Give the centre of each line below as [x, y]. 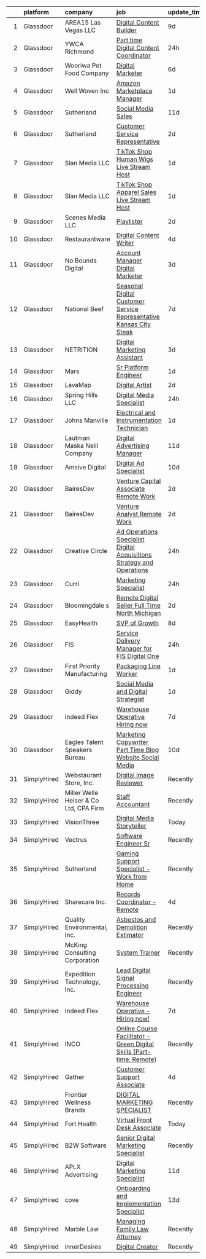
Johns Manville [86, 420]
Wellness [78, 1102]
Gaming [128, 853]
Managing [131, 1221]
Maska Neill [82, 446]
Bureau [75, 757]
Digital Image [135, 775]
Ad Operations [137, 532]
